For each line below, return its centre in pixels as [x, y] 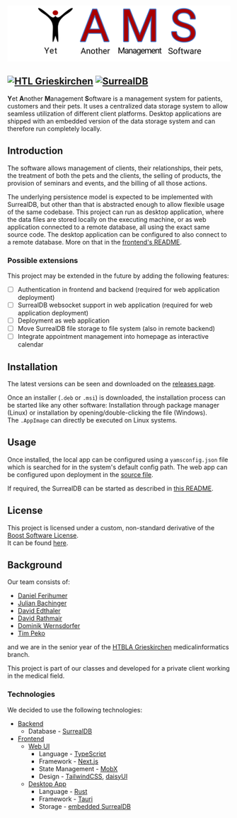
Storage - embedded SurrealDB [85, 806]
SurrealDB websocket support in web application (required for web [115, 305]
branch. [19, 655]
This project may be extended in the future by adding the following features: [118, 276]
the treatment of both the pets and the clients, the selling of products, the [114, 175]
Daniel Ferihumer [42, 596]
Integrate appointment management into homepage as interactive [113, 337]
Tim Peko [31, 634]
